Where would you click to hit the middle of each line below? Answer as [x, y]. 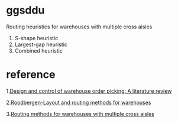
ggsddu [25, 10]
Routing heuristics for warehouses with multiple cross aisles [79, 27]
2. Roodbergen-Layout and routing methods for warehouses [79, 102]
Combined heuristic [39, 50]
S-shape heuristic [36, 38]
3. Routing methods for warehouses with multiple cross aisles [80, 114]
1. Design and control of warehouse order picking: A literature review [89, 91]
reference [31, 75]
